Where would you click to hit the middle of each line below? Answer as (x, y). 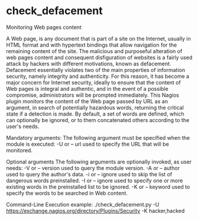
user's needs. (23, 126)
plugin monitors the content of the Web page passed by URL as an (87, 101)
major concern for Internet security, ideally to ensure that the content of (94, 82)
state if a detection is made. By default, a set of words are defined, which (95, 114)
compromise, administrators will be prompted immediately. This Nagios (92, 95)
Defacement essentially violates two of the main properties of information (95, 70)
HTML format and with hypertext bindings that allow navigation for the (92, 45)
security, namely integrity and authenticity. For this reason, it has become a (98, 76)
